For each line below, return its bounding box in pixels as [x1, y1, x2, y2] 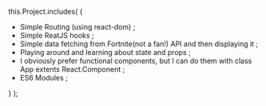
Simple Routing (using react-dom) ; [19, 22, 136, 31]
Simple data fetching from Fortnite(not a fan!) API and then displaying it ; [19, 39, 259, 49]
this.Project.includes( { [8, 7, 83, 16]
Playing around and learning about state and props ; [19, 48, 192, 57]
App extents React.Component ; [19, 65, 125, 74]
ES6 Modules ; [19, 73, 68, 82]
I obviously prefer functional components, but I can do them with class [19, 56, 252, 65]
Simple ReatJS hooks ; [19, 31, 94, 40]
